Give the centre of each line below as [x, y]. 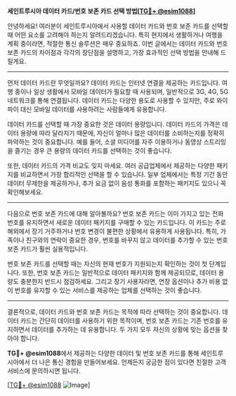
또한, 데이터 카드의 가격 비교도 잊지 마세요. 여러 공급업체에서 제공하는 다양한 [111, 166]
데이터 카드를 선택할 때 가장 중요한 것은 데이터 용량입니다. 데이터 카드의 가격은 [114, 124]
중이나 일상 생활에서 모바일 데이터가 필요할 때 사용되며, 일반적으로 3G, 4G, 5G [122, 92]
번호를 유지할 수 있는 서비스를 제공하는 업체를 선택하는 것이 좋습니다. [108, 290]
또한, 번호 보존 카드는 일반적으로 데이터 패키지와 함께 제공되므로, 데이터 [119, 273]
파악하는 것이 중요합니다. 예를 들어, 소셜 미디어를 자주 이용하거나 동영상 [105, 142]
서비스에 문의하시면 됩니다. [44, 371]
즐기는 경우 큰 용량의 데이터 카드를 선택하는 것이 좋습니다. [93, 150]
